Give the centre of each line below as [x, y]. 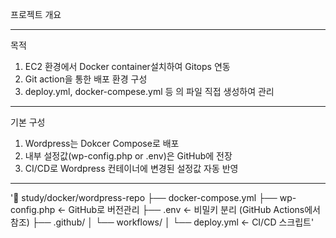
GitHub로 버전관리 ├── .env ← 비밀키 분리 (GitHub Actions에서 [194, 209]
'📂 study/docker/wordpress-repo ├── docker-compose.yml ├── [144, 197]
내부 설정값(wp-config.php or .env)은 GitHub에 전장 [128, 156]
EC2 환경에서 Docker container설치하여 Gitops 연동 [127, 66]
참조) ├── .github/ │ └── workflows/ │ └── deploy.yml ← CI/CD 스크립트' [162, 222]
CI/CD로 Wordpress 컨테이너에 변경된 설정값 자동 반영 [131, 168]
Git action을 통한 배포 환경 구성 [86, 79]
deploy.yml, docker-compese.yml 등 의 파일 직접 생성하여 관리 [149, 91]
